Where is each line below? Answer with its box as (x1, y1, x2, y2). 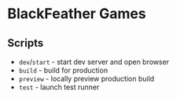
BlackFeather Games (7, 5, 146, 23)
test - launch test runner (18, 82, 100, 92)
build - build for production (18, 66, 108, 75)
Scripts (7, 36, 44, 50)
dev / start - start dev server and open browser (18, 57, 170, 66)
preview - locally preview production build (18, 74, 155, 83)
